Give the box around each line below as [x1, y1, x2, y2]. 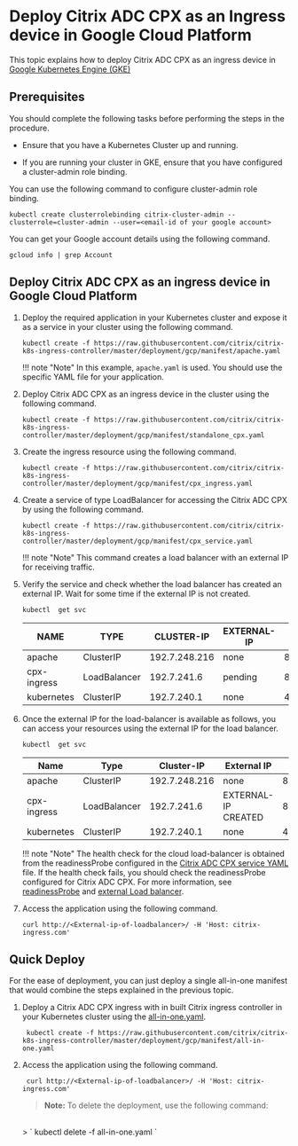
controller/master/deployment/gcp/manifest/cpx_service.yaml [21, 537, 254, 546]
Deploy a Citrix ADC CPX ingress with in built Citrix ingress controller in [21, 1002, 282, 1013]
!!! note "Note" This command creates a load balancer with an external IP [21, 552, 289, 562]
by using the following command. [21, 504, 145, 514]
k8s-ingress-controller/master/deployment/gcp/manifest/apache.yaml [21, 346, 281, 356]
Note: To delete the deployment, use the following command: [43, 1100, 269, 1111]
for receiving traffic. [21, 561, 95, 572]
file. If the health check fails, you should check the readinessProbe [21, 867, 266, 877]
